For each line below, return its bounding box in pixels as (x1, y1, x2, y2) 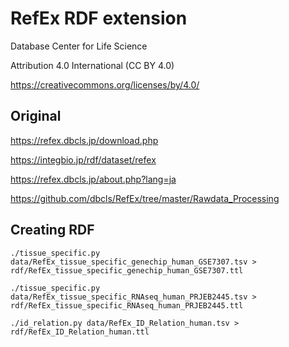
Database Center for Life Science (10, 40, 148, 52)
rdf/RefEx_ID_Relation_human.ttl (10, 327, 150, 337)
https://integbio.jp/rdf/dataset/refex (10, 153, 157, 166)
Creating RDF (10, 222, 95, 239)
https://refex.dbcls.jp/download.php (10, 134, 159, 146)
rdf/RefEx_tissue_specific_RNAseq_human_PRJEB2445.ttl (10, 300, 244, 311)
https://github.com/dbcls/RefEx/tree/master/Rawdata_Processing (10, 192, 280, 204)
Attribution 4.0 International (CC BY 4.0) (10, 59, 175, 71)
